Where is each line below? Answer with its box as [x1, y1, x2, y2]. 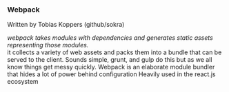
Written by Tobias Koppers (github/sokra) [7, 21, 125, 29]
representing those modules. [7, 41, 89, 49]
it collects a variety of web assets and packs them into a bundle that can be [7, 48, 222, 56]
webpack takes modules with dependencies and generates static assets [7, 34, 214, 42]
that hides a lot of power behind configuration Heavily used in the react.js [7, 70, 216, 78]
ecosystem [7, 78, 39, 86]
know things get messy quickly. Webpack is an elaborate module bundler [7, 63, 215, 71]
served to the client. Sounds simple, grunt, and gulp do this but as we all [7, 56, 212, 64]
